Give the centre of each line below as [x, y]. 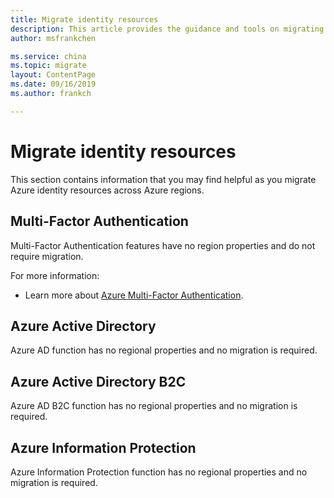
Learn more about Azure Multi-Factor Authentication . [134, 295]
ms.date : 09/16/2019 [53, 84]
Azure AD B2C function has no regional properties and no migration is [154, 406]
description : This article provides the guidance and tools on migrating [167, 29]
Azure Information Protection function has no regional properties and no [159, 472]
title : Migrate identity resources [84, 19]
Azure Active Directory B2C [98, 381]
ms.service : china [48, 56]
